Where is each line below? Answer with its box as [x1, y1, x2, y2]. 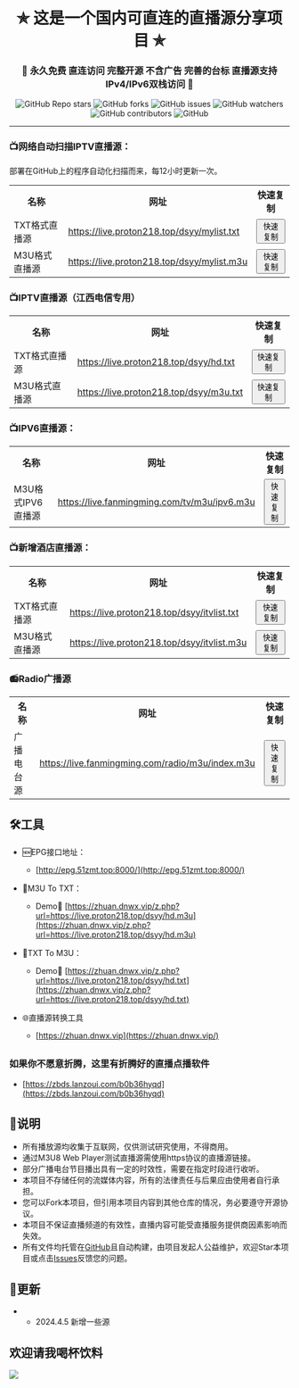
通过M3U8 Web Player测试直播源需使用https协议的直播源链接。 [21, 1152, 256, 1163]
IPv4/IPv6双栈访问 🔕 [105, 78, 194, 90]
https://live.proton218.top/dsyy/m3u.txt [77, 386, 243, 398]
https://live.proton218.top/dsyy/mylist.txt [68, 225, 240, 237]
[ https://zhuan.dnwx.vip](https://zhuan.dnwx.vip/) [35, 1030, 220, 1041]
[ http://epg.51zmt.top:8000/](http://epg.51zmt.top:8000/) [35, 864, 246, 875]
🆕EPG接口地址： [21, 846, 86, 857]
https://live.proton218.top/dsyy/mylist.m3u [68, 255, 248, 268]
